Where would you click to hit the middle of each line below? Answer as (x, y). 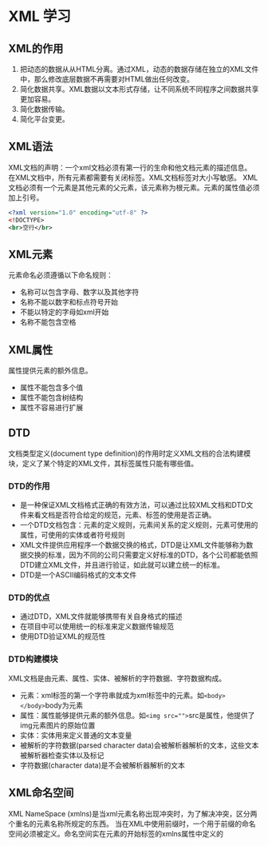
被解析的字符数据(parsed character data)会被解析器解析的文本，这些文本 (139, 745)
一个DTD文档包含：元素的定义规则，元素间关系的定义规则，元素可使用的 (139, 525)
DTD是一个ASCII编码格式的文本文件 (78, 575)
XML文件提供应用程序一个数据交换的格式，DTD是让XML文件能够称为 (133, 545)
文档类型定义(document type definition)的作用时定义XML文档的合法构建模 (130, 453)
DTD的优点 (29, 598)
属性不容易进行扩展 (51, 408)
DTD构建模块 (33, 659)
